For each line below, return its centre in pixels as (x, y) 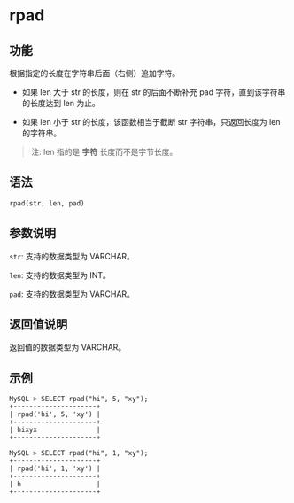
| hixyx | (55, 430)
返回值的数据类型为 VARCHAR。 (68, 347)
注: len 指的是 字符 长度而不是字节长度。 (104, 152)
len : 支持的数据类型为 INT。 (60, 275)
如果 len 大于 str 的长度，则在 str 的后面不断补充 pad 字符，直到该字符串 (154, 92)
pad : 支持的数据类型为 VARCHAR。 (72, 294)
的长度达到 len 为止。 (61, 103)
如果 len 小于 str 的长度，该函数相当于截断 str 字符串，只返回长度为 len (151, 122)
